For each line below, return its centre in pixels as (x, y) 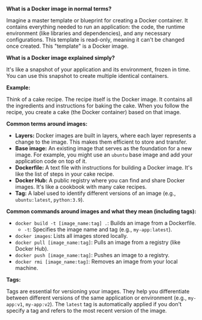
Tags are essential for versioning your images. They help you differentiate (98, 291)
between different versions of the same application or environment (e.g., (96, 298)
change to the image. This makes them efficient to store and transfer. (101, 142)
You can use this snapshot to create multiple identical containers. (88, 76)
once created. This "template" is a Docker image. (67, 46)
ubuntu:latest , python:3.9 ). (50, 200)
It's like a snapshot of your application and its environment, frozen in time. (98, 69)
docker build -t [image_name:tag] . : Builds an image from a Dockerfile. (106, 223)
